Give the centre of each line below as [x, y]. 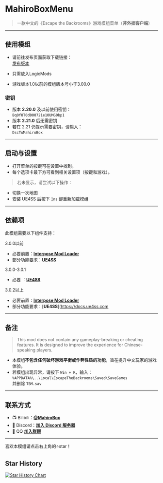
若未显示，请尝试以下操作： [45, 182]
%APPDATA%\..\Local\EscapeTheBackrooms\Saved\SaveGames [70, 378]
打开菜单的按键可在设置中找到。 [44, 166]
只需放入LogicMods [32, 74]
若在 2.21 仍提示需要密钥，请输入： [47, 127]
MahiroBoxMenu [39, 9]
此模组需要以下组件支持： [31, 233]
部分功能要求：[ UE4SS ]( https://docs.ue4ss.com [60, 306]
